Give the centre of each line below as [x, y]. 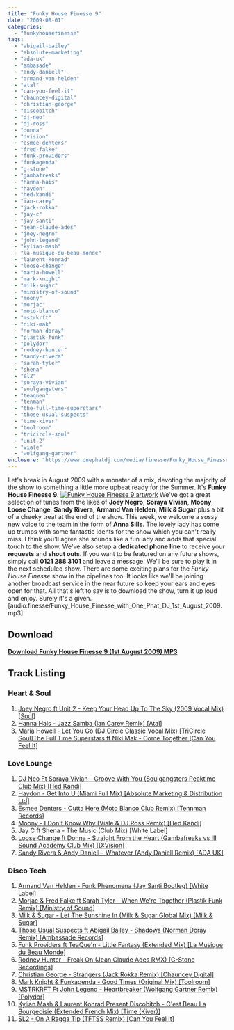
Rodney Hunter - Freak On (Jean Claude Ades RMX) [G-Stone [106, 960]
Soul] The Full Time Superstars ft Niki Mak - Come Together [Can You [117, 738]
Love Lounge [30, 763]
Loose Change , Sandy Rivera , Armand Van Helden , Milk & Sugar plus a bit [116, 509]
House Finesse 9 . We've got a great [109, 494]
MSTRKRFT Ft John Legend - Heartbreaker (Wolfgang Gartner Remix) [118, 990]
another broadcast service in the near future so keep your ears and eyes [112, 583]
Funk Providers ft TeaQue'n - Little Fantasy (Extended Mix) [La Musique [120, 945]
